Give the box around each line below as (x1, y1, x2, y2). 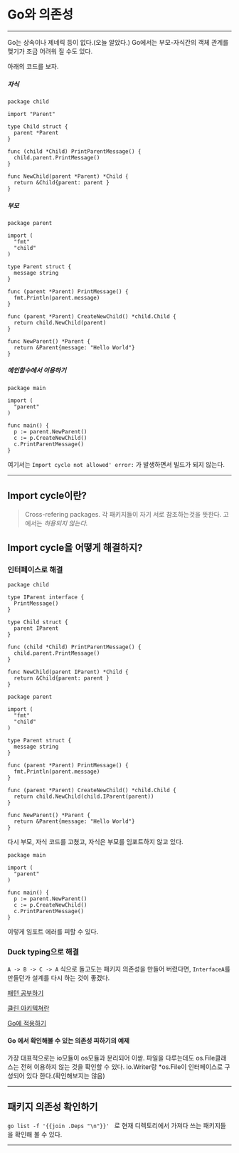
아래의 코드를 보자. (7, 62, 59, 70)
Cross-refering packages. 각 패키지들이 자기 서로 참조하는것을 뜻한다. (24, 510, 222, 518)
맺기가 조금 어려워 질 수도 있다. (7, 47, 93, 56)
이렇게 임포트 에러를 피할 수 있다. (7, 927, 99, 936)
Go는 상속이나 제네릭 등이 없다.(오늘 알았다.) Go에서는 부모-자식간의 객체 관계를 (7, 38, 229, 46)
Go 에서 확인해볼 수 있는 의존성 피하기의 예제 (7, 1036, 130, 1045)
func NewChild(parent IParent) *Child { (7, 668, 129, 676)
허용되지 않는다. (43, 519, 88, 527)
